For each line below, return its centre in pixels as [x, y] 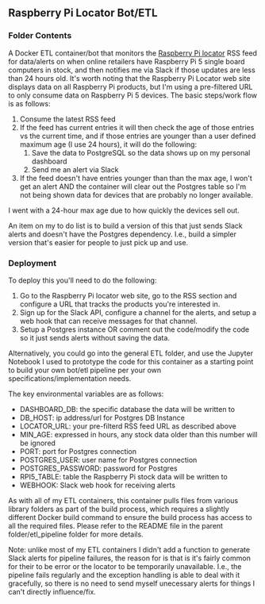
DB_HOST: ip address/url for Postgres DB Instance [102, 417]
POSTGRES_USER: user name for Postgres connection [108, 460]
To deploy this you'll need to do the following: [83, 280]
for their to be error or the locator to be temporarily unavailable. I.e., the [125, 566]
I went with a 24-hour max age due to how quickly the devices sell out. [124, 210]
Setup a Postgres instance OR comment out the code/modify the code [134, 329]
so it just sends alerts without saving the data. [95, 337]
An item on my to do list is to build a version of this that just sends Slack [126, 225]
